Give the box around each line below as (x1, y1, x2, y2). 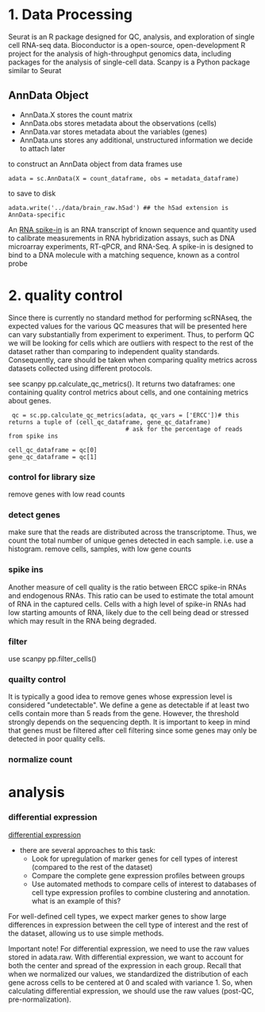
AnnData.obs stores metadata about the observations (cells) (19, 118, 217, 128)
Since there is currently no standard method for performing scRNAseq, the (8, 313, 252, 322)
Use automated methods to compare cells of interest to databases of (31, 879, 257, 889)
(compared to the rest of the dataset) (31, 862, 153, 872)
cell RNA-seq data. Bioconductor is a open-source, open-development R (8, 40, 246, 49)
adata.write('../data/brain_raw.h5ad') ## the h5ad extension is (8, 204, 229, 212)
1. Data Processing (8, 6, 133, 24)
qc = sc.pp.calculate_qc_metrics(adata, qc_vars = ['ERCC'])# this (11, 411, 240, 419)
